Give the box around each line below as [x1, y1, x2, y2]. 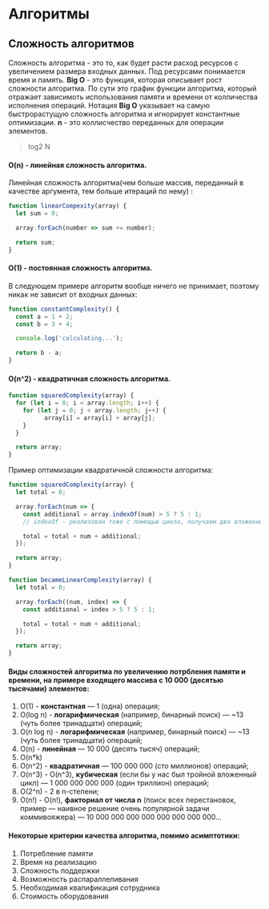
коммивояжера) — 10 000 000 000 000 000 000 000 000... [19, 812, 222, 822]
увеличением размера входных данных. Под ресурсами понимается [8, 67, 246, 76]
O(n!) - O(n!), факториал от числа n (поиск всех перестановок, [19, 795, 236, 805]
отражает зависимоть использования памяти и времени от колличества [8, 92, 259, 101]
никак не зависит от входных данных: [8, 290, 138, 299]
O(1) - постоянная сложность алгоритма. [8, 263, 153, 273]
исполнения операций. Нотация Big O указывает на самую [8, 101, 211, 110]
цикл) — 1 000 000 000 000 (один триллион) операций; [19, 778, 210, 788]
